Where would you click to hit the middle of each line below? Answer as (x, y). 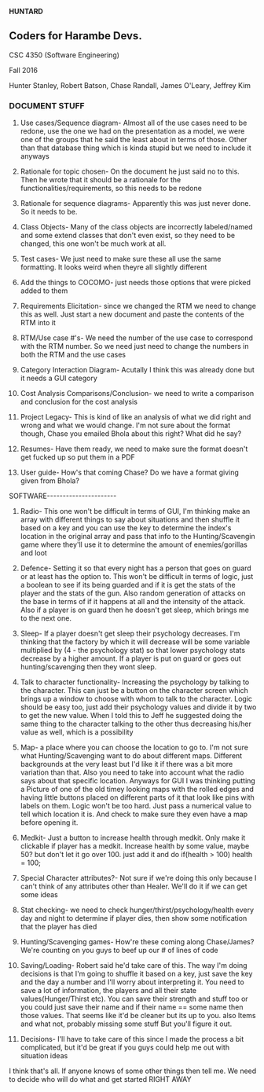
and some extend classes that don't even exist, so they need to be (128, 236)
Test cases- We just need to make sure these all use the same (121, 259)
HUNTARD (26, 11)
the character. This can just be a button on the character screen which (134, 691)
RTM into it (38, 323)
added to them (44, 291)
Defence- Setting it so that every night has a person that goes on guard (136, 568)
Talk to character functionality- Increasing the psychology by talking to (135, 682)
